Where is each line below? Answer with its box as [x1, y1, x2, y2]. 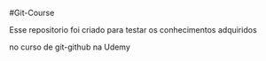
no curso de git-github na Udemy [9, 42, 131, 52]
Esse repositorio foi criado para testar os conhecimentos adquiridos [9, 25, 257, 34]
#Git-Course [9, 8, 55, 18]
